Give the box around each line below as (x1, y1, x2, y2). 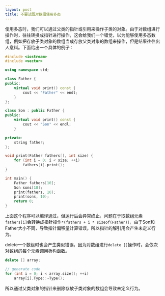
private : (5, 135, 23, 140)
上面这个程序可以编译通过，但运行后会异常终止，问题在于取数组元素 (5, 213, 143, 219)
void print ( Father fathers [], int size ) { (5, 153, 93, 158)
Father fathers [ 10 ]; (14, 180, 56, 185)
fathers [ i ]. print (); (23, 163, 65, 168)
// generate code (5, 266, 41, 271)
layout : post (5, 7, 32, 12)
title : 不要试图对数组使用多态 (5, 12, 61, 17)
